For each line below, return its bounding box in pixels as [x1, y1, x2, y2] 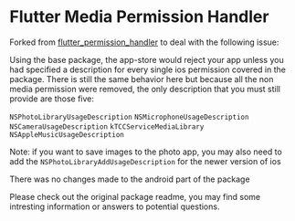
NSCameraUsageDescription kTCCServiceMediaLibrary [9, 121, 205, 132]
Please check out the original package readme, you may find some [9, 191, 261, 202]
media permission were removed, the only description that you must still [9, 83, 281, 94]
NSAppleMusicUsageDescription [9, 130, 125, 139]
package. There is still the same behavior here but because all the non [9, 73, 274, 84]
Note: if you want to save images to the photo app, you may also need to [9, 146, 283, 157]
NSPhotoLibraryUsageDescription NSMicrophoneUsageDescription [9, 112, 249, 121]
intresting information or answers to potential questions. [9, 201, 220, 212]
